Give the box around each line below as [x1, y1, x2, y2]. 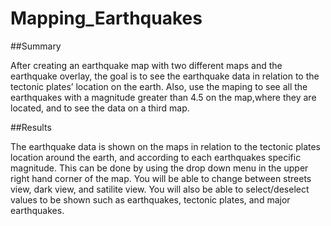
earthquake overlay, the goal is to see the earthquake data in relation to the [10, 70, 320, 82]
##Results [10, 121, 52, 133]
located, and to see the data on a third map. [10, 102, 190, 114]
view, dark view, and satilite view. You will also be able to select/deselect [10, 183, 310, 195]
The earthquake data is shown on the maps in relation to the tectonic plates [10, 140, 321, 152]
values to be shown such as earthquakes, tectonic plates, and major [10, 193, 291, 206]
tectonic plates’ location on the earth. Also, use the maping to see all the [10, 80, 308, 92]
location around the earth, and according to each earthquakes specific [10, 151, 302, 163]
